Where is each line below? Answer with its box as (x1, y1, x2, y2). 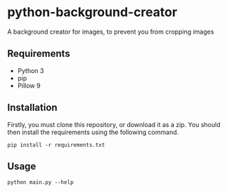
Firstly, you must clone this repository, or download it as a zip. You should (7, 120, 221, 128)
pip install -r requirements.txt (7, 141, 105, 148)
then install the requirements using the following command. (7, 128, 179, 136)
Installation (7, 102, 58, 114)
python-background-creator (7, 4, 178, 20)
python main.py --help (7, 179, 74, 186)
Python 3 (17, 66, 44, 74)
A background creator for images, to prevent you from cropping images (7, 27, 214, 36)
